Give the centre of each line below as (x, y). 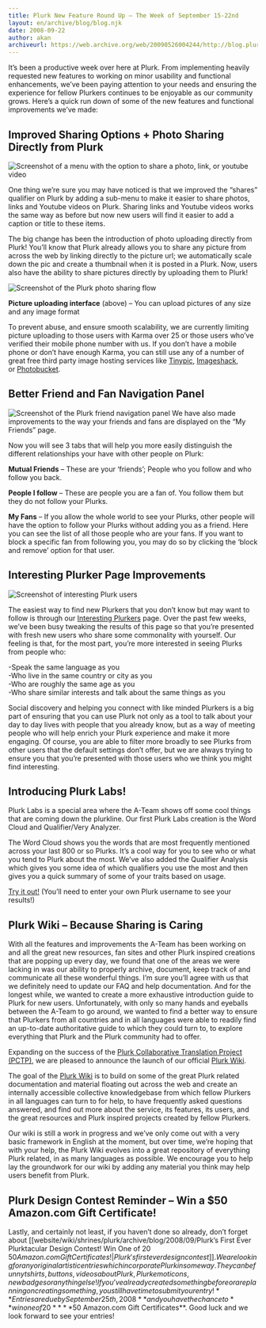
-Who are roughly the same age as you (72, 684)
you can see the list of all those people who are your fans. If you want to (126, 533)
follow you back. (35, 477)
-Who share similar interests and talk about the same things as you (117, 692)
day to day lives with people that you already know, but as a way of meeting (132, 724)
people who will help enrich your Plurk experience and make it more (119, 733)
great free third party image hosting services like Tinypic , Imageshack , (123, 361)
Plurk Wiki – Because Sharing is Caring (106, 925)
